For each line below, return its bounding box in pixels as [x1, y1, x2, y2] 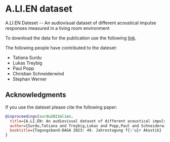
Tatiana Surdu [12, 54, 42, 61]
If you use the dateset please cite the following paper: [5, 104, 117, 110]
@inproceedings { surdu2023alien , [5, 114, 73, 119]
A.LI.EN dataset [5, 3, 72, 15]
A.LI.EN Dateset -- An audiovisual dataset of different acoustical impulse [5, 20, 156, 26]
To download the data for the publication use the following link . [5, 35, 137, 41]
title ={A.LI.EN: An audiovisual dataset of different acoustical [10, 118, 151, 124]
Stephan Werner [12, 76, 47, 82]
